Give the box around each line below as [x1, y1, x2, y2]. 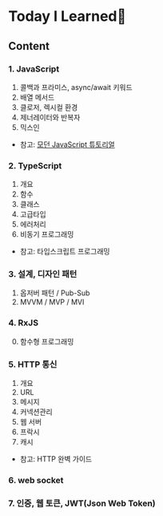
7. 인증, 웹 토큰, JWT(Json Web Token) [8, 498, 156, 509]
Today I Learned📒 [8, 7, 126, 26]
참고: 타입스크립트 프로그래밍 [19, 246, 110, 256]
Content [8, 39, 50, 53]
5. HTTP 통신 [8, 359, 58, 370]
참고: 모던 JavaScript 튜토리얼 [19, 140, 115, 149]
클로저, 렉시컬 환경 [19, 102, 78, 112]
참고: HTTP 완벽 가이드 [19, 454, 93, 464]
